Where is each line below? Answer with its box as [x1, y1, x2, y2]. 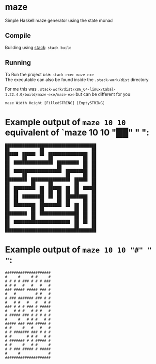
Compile [5, 32, 31, 40]
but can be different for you [76, 91, 131, 97]
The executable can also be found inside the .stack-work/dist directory [5, 77, 149, 83]
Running [5, 59, 31, 67]
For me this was [5, 86, 37, 92]
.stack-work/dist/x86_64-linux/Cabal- [37, 87, 116, 92]
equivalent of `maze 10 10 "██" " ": [5, 127, 149, 138]
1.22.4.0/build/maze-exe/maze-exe [5, 92, 75, 97]
